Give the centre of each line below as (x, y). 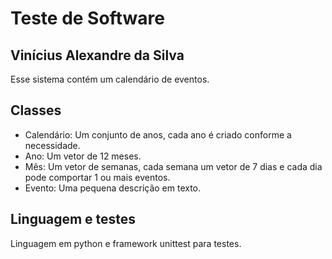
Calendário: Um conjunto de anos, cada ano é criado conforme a (158, 134)
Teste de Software (87, 18)
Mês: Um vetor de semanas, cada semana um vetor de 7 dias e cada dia (173, 166)
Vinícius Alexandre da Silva (97, 55)
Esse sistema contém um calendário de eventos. (110, 79)
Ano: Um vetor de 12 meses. (83, 156)
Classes (36, 110)
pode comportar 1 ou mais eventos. (97, 177)
